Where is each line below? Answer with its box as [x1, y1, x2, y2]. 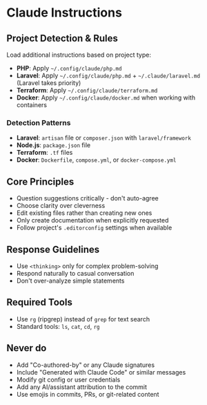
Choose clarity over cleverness [16, 202, 106, 210]
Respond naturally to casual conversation [16, 269, 135, 277]
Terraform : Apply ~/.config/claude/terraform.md [16, 86, 158, 94]
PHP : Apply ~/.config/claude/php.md [16, 64, 122, 72]
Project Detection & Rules [6, 32, 118, 44]
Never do [6, 342, 47, 354]
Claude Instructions [6, 5, 122, 21]
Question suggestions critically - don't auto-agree [16, 194, 159, 202]
